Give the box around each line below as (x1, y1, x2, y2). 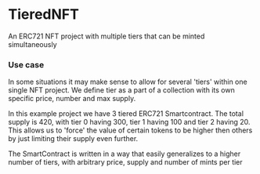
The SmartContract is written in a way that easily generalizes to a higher (8, 149, 241, 158)
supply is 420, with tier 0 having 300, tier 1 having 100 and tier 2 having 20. (8, 118, 251, 127)
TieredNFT (8, 5, 80, 24)
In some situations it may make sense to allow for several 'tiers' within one (8, 77, 248, 87)
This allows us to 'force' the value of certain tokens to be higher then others (8, 125, 253, 135)
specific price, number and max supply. (8, 94, 136, 103)
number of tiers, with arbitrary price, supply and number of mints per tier (8, 158, 243, 167)
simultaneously (8, 39, 57, 49)
